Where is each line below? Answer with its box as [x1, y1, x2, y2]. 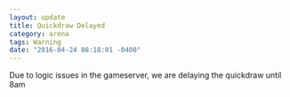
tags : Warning [9, 37, 62, 47]
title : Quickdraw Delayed [9, 21, 105, 30]
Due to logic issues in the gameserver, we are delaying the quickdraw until [9, 70, 282, 80]
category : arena [9, 29, 69, 38]
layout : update [9, 12, 66, 22]
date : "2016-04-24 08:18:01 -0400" [9, 46, 141, 55]
